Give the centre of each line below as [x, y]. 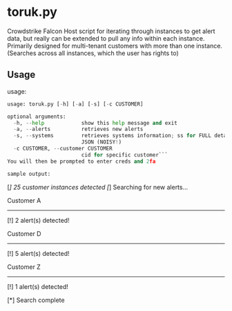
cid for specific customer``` [125, 155]
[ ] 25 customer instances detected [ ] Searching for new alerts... [98, 187]
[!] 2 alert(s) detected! [39, 220]
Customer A [24, 200]
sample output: [29, 174]
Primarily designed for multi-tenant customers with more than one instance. [115, 46]
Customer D [24, 233]
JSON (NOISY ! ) [101, 142]
